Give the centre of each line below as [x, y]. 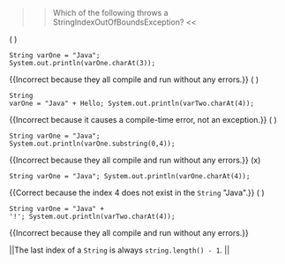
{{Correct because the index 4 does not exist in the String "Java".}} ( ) [137, 192]
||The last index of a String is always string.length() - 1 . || [120, 250]
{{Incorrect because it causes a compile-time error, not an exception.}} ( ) [143, 120]
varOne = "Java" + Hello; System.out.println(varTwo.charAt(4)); [131, 103]
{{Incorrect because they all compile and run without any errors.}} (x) [135, 160]
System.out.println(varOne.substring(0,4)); [92, 144]
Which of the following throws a [111, 13]
